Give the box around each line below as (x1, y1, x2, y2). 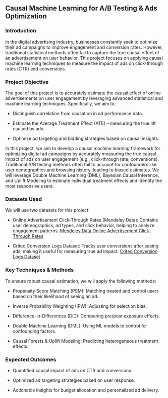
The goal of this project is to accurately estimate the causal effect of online (5, 90, 161, 96)
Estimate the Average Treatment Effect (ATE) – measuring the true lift (12, 120, 156, 126)
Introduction (5, 27, 36, 34)
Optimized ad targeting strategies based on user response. (12, 377, 135, 383)
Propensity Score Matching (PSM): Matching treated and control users (12, 287, 159, 294)
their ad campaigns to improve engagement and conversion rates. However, (5, 44, 163, 50)
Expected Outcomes (5, 356, 57, 363)
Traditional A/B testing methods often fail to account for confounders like (5, 161, 157, 167)
